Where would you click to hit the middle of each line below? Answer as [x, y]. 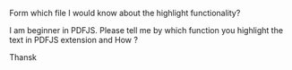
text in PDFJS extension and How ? [74, 40]
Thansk [23, 57]
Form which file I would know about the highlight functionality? [125, 13]
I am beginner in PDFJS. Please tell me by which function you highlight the [146, 30]
